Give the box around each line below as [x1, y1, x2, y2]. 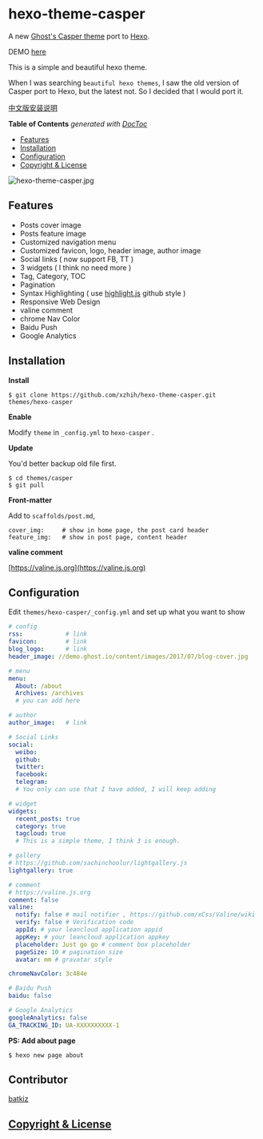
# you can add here [15, 697, 81, 705]
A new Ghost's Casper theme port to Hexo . [8, 31, 150, 41]
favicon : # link [8, 638, 88, 646]
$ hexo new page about [8, 1051, 84, 1059]
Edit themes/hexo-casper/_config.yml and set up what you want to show [8, 607, 245, 617]
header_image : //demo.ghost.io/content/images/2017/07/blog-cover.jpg [8, 652, 249, 660]
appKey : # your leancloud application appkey [15, 933, 170, 941]
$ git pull [8, 481, 45, 489]
